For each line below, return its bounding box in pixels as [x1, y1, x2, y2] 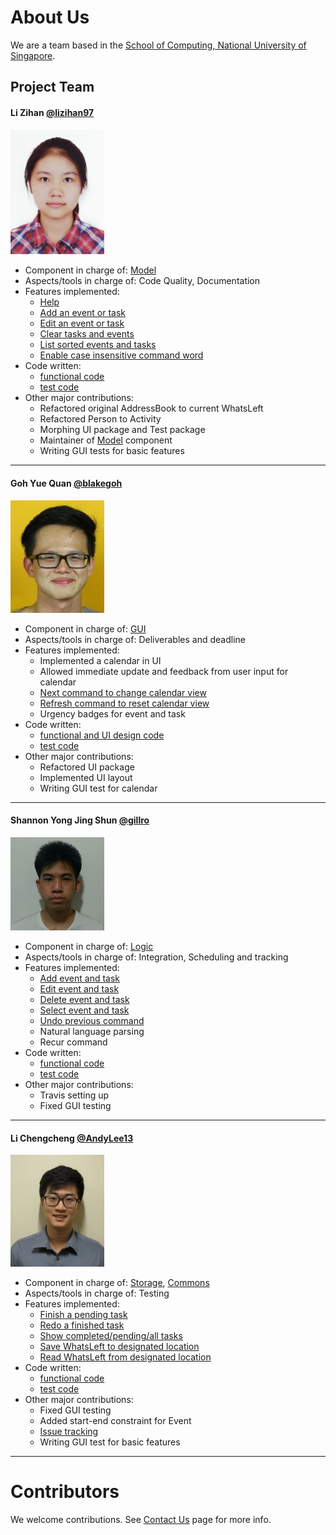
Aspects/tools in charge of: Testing [24, 1287, 170, 1299]
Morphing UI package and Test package [39, 424, 206, 436]
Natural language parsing [39, 1026, 145, 1038]
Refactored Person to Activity [39, 413, 162, 425]
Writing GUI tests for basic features [39, 445, 185, 457]
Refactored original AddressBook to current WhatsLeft [39, 402, 264, 415]
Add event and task [39, 972, 120, 985]
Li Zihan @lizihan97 [10, 106, 95, 118]
